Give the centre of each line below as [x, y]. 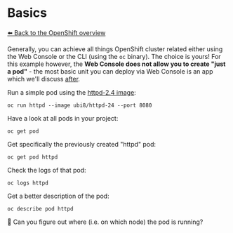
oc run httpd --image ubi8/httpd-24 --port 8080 [80, 105]
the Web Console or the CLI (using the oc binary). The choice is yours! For [114, 56]
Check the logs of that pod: [47, 170]
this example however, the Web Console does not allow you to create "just [116, 64]
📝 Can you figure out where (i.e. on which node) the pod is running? [105, 222]
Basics [27, 13]
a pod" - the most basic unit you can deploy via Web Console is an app [110, 71]
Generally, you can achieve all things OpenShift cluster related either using [115, 49]
